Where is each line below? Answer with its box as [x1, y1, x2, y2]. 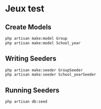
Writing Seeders [5, 54, 56, 63]
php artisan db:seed [5, 99, 48, 105]
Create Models [5, 23, 52, 31]
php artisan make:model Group [5, 36, 68, 41]
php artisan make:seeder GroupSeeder [5, 68, 83, 73]
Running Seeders [5, 86, 59, 95]
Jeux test [5, 3, 45, 14]
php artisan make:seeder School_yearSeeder [5, 72, 97, 77]
